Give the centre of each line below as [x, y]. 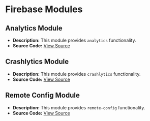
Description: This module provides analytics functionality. [74, 40]
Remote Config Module [42, 95]
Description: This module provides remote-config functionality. [79, 107]
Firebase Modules [44, 9]
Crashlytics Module [37, 62]
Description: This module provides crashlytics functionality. [77, 74]
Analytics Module [34, 28]
